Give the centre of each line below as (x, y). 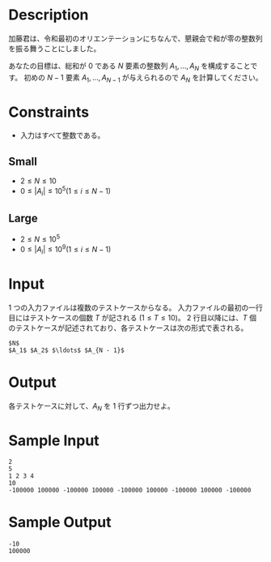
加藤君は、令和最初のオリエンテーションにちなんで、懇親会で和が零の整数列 (135, 38)
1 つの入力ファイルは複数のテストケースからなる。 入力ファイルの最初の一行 (135, 307)
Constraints (49, 112)
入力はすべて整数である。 (62, 135)
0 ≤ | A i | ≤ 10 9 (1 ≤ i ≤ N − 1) (66, 250)
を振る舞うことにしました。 (55, 48)
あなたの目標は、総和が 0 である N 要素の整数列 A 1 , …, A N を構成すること (129, 66)
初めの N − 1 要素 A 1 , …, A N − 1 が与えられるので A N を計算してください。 (143, 78)
